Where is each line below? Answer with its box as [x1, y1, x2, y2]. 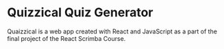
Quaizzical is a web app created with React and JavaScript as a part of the [7, 27, 218, 35]
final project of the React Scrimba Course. [7, 34, 126, 42]
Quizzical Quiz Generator [7, 5, 153, 20]
